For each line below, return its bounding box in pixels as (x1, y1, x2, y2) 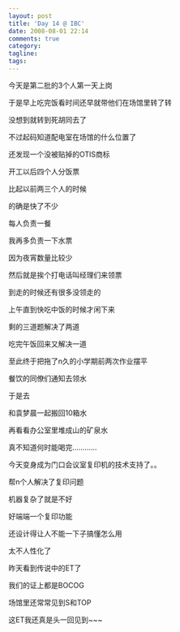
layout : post (8, 11, 53, 20)
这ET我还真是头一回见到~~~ (8, 614, 103, 625)
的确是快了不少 (8, 200, 58, 211)
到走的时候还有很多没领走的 (8, 287, 101, 297)
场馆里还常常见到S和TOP (8, 597, 92, 607)
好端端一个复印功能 (8, 511, 73, 521)
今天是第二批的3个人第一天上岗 (8, 80, 113, 90)
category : (8, 42, 42, 50)
